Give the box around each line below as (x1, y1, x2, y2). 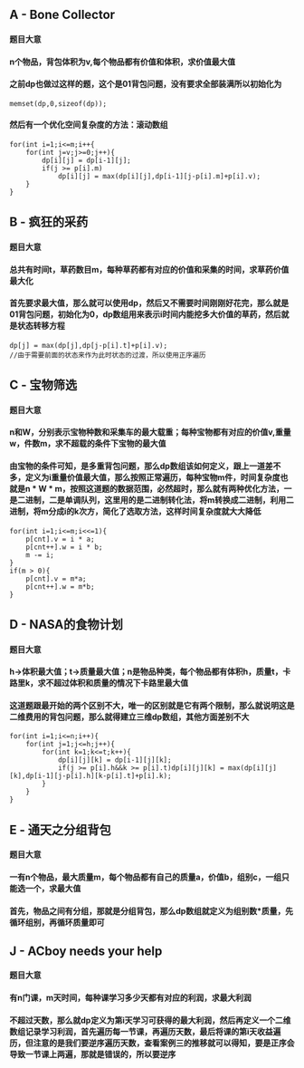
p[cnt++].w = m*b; (25, 582, 95, 592)
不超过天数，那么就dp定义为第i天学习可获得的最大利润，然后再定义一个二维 (9, 1015, 291, 1025)
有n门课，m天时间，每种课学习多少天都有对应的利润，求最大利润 (9, 992, 252, 1004)
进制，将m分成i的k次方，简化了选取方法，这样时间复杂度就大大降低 (9, 505, 261, 516)
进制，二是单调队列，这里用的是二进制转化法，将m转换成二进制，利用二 (24, 494, 294, 505)
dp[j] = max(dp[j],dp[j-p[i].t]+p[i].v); (9, 341, 168, 350)
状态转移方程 (16, 321, 65, 332)
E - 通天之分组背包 (9, 822, 111, 837)
